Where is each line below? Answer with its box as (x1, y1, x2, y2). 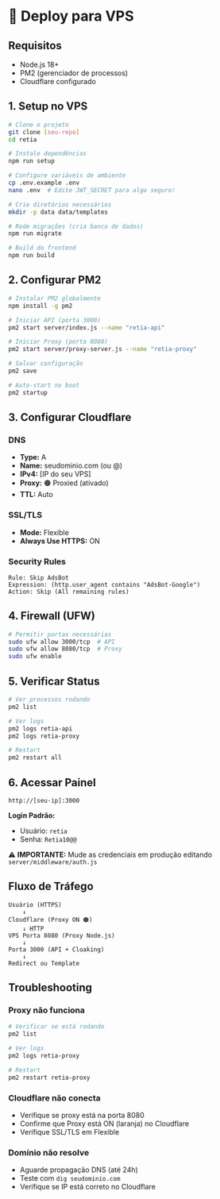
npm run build (8, 252, 56, 260)
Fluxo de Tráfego (8, 880, 94, 893)
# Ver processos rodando (8, 696, 91, 704)
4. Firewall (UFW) (8, 609, 95, 623)
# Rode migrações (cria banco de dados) (8, 222, 145, 230)
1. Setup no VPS (8, 99, 88, 114)
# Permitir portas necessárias (8, 630, 112, 638)
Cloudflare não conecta (8, 1092, 101, 1103)
